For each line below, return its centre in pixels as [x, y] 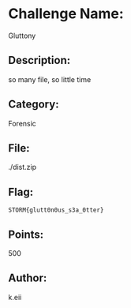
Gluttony [22, 36]
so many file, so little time [50, 79]
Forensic [22, 123]
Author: [28, 278]
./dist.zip [22, 167]
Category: [34, 105]
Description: [39, 60]
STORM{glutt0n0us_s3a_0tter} [56, 210]
